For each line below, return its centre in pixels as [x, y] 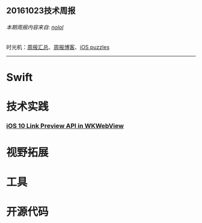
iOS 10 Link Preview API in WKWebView [65, 126]
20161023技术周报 [41, 11]
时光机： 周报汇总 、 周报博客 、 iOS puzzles [58, 47]
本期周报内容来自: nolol [35, 27]
